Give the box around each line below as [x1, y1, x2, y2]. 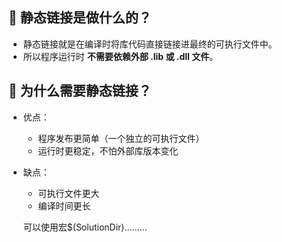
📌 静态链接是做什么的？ [8, 9, 152, 27]
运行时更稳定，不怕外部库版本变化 [37, 144, 179, 157]
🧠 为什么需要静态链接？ [8, 83, 152, 100]
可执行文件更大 [37, 187, 100, 199]
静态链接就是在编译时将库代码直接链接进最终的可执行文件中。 [22, 38, 278, 50]
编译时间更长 [37, 199, 91, 212]
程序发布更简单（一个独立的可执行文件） [37, 132, 205, 144]
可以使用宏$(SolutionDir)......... [22, 221, 148, 233]
